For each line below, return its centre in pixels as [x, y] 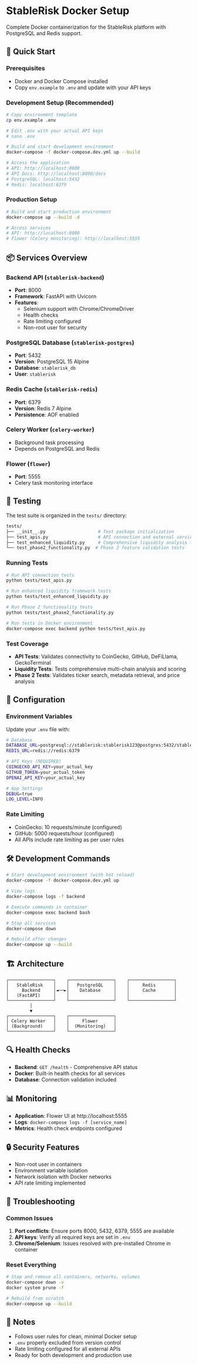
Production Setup [32, 199]
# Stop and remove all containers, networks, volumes [73, 1277]
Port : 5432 [28, 355]
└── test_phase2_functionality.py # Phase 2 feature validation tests [95, 548]
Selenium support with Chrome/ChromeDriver [79, 308]
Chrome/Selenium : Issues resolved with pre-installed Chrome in [93, 1243]
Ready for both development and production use [73, 1355]
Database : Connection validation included [65, 1079]
